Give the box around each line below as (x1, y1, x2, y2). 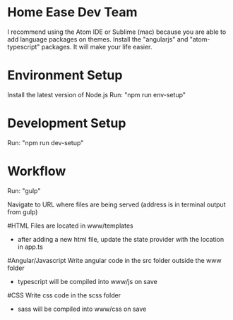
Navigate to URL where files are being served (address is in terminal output (7, 200, 226, 209)
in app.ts (17, 242, 44, 251)
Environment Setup (7, 68, 123, 83)
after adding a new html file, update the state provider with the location (17, 235, 225, 243)
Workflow (7, 164, 66, 179)
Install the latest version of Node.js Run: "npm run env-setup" (7, 90, 186, 99)
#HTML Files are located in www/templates (7, 221, 133, 230)
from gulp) (7, 207, 38, 216)
